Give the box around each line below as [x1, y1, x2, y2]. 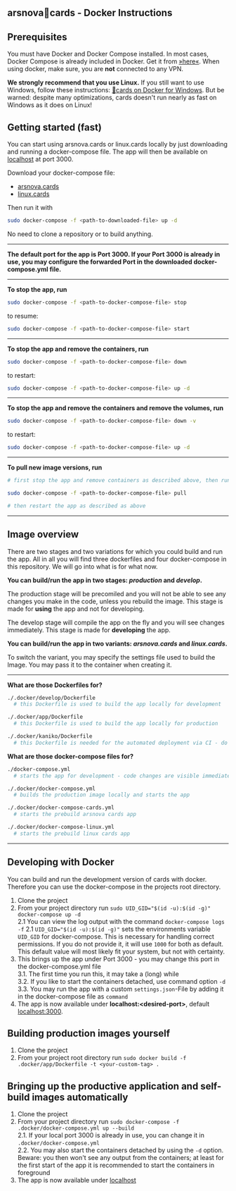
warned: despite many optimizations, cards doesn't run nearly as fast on [7, 93, 217, 102]
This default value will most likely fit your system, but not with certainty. [17, 947, 225, 956]
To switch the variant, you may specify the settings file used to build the [7, 653, 216, 661]
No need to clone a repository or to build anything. [7, 230, 153, 238]
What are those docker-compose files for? [7, 752, 134, 760]
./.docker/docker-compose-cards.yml [7, 804, 114, 811]
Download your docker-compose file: [7, 168, 115, 177]
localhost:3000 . [17, 1007, 63, 1016]
